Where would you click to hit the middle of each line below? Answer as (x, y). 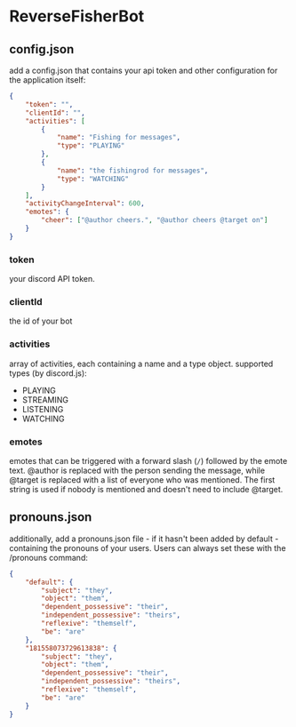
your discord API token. (52, 279)
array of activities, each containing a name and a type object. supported (141, 363)
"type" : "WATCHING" (92, 179)
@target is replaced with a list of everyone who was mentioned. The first (142, 479)
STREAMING (45, 399)
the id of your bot (41, 321)
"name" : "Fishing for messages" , (118, 138)
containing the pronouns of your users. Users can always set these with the (148, 547)
